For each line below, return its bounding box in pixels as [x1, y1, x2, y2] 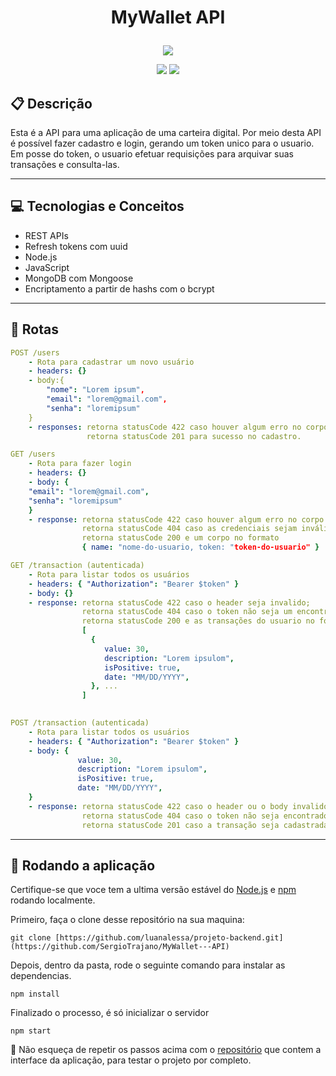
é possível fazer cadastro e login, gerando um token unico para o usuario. [10, 137, 315, 149]
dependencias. [10, 970, 72, 982]
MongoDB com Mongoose [24, 272, 134, 284]
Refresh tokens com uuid [24, 240, 128, 252]
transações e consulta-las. [10, 159, 120, 170]
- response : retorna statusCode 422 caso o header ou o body [28, 801, 288, 811]
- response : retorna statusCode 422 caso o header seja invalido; [28, 597, 311, 608]
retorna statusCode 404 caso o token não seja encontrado [81, 811, 329, 821]
